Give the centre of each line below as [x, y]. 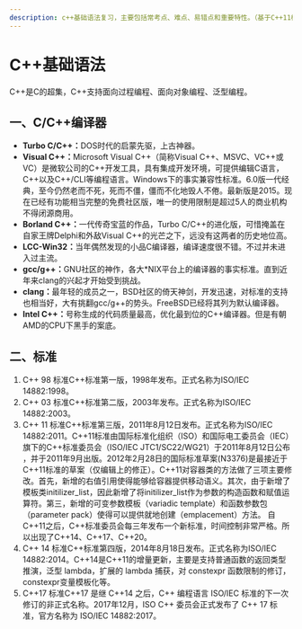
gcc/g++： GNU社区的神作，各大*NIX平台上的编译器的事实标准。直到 [151, 270]
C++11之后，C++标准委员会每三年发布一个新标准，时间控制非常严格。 [152, 526]
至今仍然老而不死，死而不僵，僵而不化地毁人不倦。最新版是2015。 [161, 190]
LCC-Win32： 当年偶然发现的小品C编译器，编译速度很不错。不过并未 [150, 247]
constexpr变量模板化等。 [68, 582]
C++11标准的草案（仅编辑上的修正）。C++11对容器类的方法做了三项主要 [153, 470]
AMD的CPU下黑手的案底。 [71, 325]
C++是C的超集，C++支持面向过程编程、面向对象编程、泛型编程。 [131, 92]
